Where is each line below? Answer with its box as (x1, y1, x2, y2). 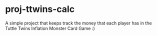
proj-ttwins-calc (5, 3, 75, 15)
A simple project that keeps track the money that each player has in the (5, 20, 152, 26)
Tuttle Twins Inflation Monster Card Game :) (5, 25, 95, 31)
